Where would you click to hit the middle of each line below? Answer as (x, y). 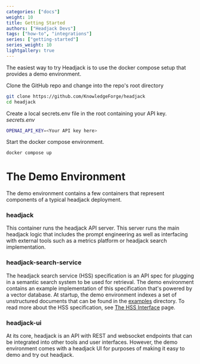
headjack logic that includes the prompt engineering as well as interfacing (97, 235)
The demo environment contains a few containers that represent (85, 193)
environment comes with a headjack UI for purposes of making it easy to (96, 348)
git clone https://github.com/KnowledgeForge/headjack (76, 96)
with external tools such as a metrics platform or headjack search (87, 241)
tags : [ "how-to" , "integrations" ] (49, 34)
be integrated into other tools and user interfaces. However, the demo (92, 342)
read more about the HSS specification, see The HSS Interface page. (91, 307)
